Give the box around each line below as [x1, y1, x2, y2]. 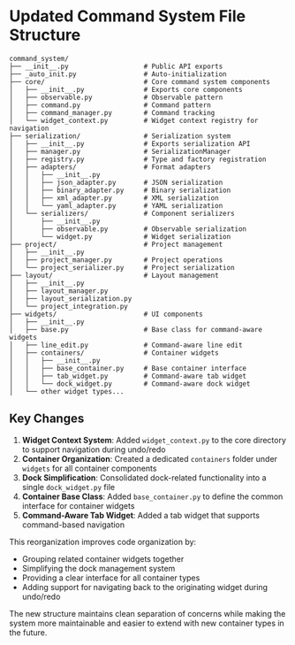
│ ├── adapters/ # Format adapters [9, 162, 212, 172]
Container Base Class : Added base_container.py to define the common [21, 491, 284, 502]
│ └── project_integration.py [9, 302, 128, 311]
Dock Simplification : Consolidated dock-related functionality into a [21, 472, 267, 483]
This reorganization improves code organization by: [9, 536, 197, 547]
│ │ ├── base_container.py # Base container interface [9, 364, 247, 372]
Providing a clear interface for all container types [21, 572, 200, 583]
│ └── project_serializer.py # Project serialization [9, 263, 236, 272]
